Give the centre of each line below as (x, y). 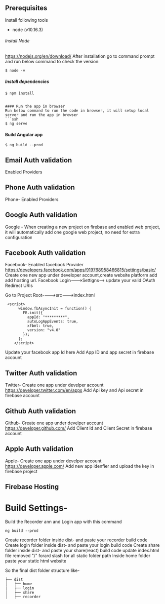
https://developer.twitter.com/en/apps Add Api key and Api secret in (74, 390)
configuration (19, 237)
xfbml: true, (41, 326)
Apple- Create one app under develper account (53, 461)
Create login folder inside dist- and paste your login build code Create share (82, 545)
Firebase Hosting (32, 487)
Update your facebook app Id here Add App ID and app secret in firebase (80, 352)
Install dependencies (27, 81)
